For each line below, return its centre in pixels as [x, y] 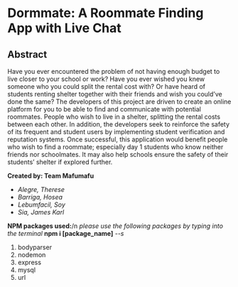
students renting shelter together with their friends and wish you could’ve [115, 94]
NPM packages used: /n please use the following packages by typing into [115, 226]
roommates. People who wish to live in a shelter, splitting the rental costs [114, 117]
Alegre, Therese [41, 189]
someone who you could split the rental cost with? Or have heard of [107, 86]
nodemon [32, 255]
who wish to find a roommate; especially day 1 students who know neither [115, 147]
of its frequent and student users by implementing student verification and [116, 132]
